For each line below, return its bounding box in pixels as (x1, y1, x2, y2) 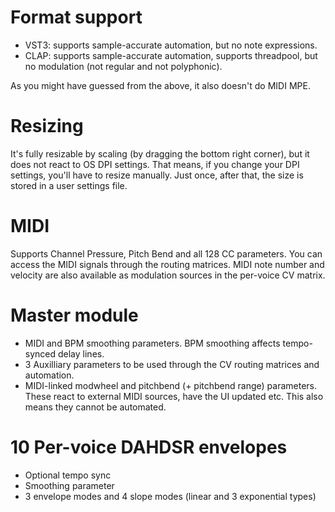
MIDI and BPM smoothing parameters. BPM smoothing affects (24, 337, 281, 349)
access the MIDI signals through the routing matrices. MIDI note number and (10, 258, 325, 270)
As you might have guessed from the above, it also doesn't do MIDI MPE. (10, 79, 311, 91)
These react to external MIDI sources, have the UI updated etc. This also (24, 390, 324, 402)
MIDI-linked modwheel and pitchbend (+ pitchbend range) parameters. (24, 379, 318, 391)
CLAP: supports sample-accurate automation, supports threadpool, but (24, 49, 318, 61)
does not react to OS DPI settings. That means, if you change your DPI (10, 158, 300, 170)
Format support (10, 6, 143, 29)
